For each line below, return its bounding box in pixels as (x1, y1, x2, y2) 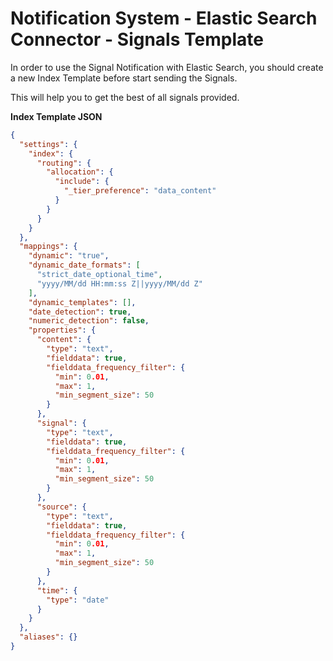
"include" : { (54, 177, 110, 187)
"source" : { (36, 502, 87, 512)
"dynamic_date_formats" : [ (28, 260, 141, 271)
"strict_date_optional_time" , (36, 270, 163, 280)
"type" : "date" (46, 595, 110, 605)
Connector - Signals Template (10, 28, 264, 51)
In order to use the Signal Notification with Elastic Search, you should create (10, 61, 324, 73)
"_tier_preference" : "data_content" (63, 186, 217, 196)
